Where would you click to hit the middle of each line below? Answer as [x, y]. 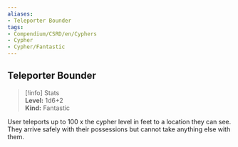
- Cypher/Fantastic [36, 47]
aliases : [20, 14]
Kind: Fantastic [47, 108]
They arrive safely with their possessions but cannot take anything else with [119, 129]
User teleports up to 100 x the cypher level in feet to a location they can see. [119, 121]
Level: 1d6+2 [44, 100]
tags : [15, 27]
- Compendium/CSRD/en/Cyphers [52, 34]
